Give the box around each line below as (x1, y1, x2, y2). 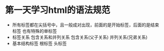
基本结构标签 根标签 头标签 (12, 40, 67, 46)
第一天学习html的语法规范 (5, 4, 110, 16)
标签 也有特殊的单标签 (12, 28, 57, 34)
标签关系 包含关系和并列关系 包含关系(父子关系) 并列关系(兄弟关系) (12, 34, 148, 40)
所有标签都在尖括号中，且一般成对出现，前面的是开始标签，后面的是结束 (12, 22, 159, 28)
